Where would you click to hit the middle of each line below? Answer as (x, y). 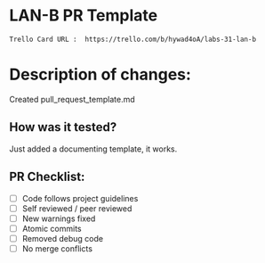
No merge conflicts (57, 248)
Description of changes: (100, 74)
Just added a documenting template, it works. (93, 149)
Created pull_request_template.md (72, 99)
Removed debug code (63, 238)
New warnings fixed (59, 218)
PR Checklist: (47, 177)
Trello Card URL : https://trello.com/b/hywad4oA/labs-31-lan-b (132, 39)
